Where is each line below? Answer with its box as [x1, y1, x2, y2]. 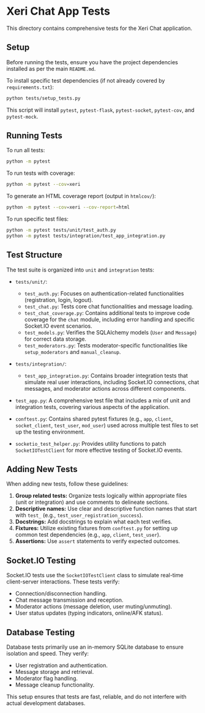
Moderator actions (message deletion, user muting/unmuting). [15, 603, 173, 610]
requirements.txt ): [6, 83, 54, 91]
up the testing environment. [15, 428, 85, 435]
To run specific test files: [6, 215, 69, 223]
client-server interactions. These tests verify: [6, 578, 120, 585]
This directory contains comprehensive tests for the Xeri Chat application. [6, 24, 193, 32]
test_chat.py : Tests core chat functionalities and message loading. [24, 303, 194, 310]
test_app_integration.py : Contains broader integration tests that [24, 372, 188, 379]
